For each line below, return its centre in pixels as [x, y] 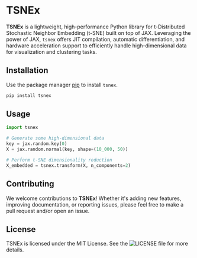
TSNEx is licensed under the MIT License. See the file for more [97, 244]
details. [15, 250]
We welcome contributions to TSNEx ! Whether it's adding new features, [94, 198]
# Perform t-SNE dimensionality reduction [59, 160]
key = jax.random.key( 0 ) [37, 144]
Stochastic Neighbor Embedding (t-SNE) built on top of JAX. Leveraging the [98, 33]
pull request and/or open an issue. [48, 211]
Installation [27, 71]
